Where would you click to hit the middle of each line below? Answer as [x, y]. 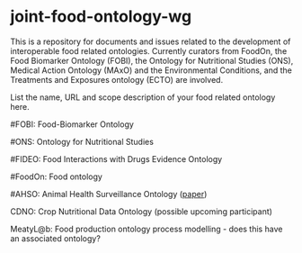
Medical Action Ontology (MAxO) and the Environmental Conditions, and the [151, 70]
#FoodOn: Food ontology [56, 176]
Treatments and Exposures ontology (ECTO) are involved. [117, 79]
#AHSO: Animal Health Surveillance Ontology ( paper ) [109, 194]
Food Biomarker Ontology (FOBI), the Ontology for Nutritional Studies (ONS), [152, 60]
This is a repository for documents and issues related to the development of [151, 41]
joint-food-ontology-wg [101, 17]
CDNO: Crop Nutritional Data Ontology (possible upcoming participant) [142, 211]
